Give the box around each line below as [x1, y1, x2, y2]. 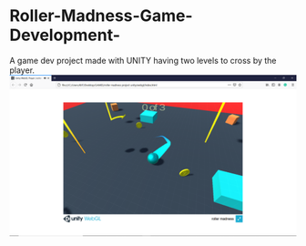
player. [9, 65, 35, 76]
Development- [9, 25, 121, 46]
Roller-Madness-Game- [9, 5, 193, 26]
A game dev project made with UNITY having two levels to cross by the [9, 55, 277, 66]
